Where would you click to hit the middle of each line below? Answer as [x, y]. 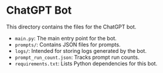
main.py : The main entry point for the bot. [66, 38]
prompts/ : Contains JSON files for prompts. [68, 45]
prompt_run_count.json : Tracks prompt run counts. [77, 57]
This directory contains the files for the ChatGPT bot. [71, 27]
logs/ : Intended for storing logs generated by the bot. [81, 50]
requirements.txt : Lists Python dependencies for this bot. [86, 64]
